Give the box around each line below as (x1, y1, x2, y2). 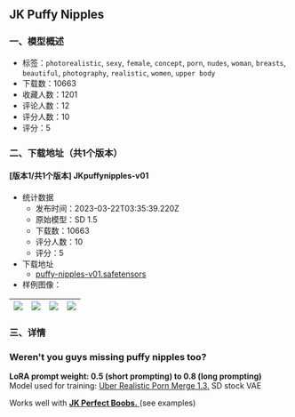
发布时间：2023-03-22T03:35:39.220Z (35, 203, 179, 213)
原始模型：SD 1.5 (35, 213, 98, 225)
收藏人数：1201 (21, 89, 78, 100)
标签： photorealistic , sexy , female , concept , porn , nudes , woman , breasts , (21, 57, 287, 68)
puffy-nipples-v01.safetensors (35, 269, 147, 279)
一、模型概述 (9, 36, 65, 48)
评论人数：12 (21, 100, 70, 110)
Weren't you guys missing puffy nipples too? (9, 350, 207, 363)
